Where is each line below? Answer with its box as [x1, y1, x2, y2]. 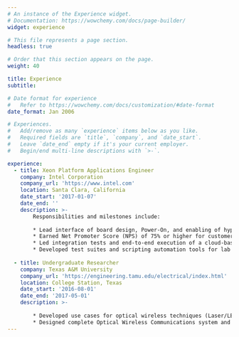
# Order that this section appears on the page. [7, 56, 154, 63]
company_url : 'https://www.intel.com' [20, 180, 135, 187]
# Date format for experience [7, 95, 97, 102]
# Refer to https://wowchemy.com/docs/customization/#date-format [7, 101, 215, 109]
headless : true [7, 43, 53, 50]
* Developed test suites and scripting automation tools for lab [33, 246, 231, 253]
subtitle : [7, 82, 37, 89]
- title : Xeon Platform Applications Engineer [14, 166, 154, 174]
